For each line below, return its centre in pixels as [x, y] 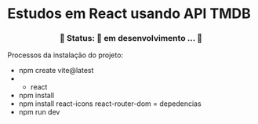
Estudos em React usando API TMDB [129, 14]
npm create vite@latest [56, 71]
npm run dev [39, 112]
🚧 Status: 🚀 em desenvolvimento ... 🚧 [131, 38]
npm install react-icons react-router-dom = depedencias [110, 104]
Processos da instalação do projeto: [65, 55]
